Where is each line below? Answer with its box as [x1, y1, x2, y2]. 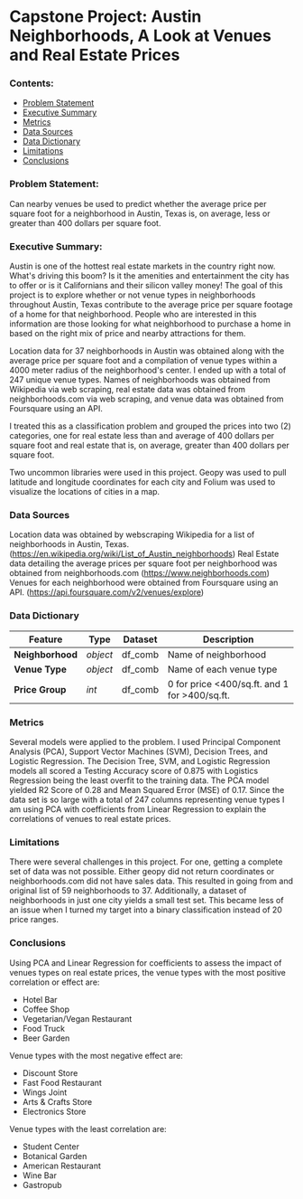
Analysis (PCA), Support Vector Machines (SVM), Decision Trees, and [9, 746, 269, 757]
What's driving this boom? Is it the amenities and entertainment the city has [9, 270, 290, 281]
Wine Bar [22, 1169, 57, 1181]
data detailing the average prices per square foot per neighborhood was [9, 558, 278, 569]
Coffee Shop [22, 1004, 70, 1015]
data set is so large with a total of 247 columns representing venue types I [9, 794, 285, 805]
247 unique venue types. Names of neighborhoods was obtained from [9, 374, 271, 385]
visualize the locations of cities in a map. [9, 486, 161, 497]
